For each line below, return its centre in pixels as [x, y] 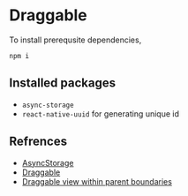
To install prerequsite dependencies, [75, 40]
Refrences [38, 142]
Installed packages [63, 83]
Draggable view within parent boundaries [97, 181]
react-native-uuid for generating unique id [100, 113]
